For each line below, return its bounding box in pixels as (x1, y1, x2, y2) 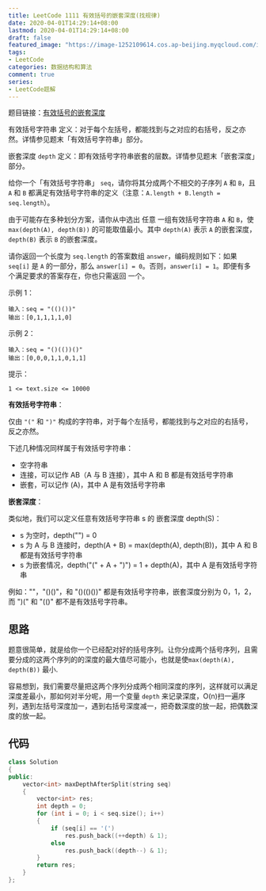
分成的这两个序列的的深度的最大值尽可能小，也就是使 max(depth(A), (14, 655, 235, 664)
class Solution (8, 758, 59, 766)
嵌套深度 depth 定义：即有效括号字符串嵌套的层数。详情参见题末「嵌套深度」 (8, 151, 256, 161)
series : (8, 78, 34, 86)
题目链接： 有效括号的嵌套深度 (8, 108, 105, 117)
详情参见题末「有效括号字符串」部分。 (21, 135, 147, 144)
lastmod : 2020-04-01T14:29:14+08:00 (8, 26, 129, 34)
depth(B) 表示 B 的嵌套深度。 (8, 234, 102, 244)
